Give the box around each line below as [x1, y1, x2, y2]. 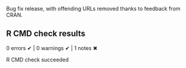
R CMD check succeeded [6, 56, 69, 63]
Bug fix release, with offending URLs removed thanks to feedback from [6, 5, 181, 12]
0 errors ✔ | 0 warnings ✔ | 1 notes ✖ [6, 44, 98, 51]
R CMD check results [6, 29, 86, 39]
